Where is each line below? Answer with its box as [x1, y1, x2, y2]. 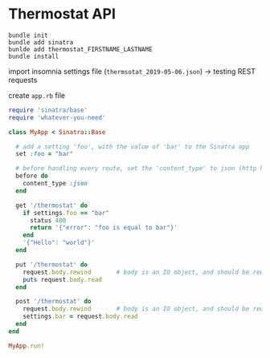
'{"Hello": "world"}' [22, 238, 95, 247]
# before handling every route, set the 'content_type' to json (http [15, 165, 257, 173]
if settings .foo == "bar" [22, 209, 110, 217]
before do [15, 172, 48, 181]
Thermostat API [8, 5, 117, 23]
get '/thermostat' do [15, 201, 88, 210]
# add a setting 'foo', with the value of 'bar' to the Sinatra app [15, 142, 250, 151]
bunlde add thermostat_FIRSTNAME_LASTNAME [8, 45, 153, 53]
